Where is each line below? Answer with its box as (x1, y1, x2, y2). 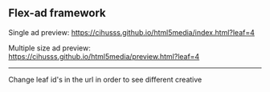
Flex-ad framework (8, 6, 106, 20)
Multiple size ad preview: (8, 43, 91, 53)
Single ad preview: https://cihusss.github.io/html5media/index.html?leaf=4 (8, 27, 255, 37)
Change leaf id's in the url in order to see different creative (8, 74, 202, 84)
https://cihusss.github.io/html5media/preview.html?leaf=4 (8, 51, 200, 61)
